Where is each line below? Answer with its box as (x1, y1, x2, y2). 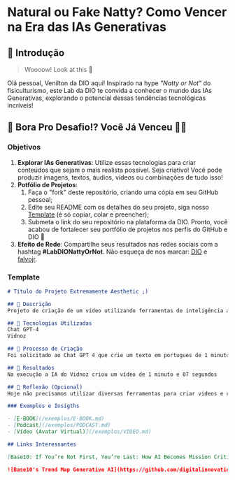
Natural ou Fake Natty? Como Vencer (7, 4, 227, 20)
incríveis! (7, 101, 34, 109)
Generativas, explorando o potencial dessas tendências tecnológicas (7, 94, 206, 102)
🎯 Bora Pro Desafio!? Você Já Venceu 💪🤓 (7, 122, 187, 133)
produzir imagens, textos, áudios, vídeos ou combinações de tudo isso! (17, 173, 224, 182)
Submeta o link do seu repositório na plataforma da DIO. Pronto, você (27, 217, 228, 226)
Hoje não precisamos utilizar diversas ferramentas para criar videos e (7, 390, 224, 397)
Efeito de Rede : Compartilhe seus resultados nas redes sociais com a (17, 240, 218, 248)
